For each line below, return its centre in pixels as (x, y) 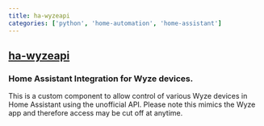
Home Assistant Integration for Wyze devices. (101, 79)
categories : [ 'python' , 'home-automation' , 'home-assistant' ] (115, 23)
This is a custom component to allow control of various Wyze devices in (128, 96)
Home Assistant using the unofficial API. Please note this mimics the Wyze (132, 104)
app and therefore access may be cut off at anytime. (96, 113)
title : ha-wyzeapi (39, 16)
